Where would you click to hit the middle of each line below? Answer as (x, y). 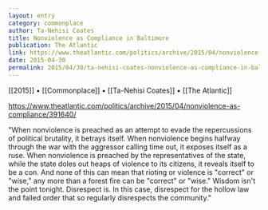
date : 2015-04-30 (37, 61)
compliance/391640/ (42, 114)
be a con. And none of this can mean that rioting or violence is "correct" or (131, 172)
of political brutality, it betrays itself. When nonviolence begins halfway (124, 138)
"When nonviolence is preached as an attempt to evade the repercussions (130, 129)
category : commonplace (46, 23)
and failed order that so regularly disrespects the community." (110, 197)
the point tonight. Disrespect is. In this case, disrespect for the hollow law (129, 189)
